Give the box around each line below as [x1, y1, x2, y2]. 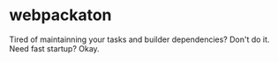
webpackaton [9, 5, 112, 25]
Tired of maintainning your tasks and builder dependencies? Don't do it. [9, 34, 270, 45]
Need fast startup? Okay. [9, 43, 100, 53]
